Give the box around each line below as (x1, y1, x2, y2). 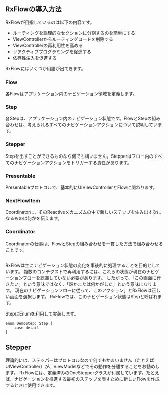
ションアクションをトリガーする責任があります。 (31, 159, 132, 165)
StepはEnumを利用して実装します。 (5, 310, 79, 317)
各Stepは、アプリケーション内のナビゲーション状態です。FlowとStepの (5, 115, 152, 122)
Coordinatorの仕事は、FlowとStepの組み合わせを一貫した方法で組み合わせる (5, 241, 163, 247)
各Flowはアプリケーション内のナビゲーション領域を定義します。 (5, 91, 138, 97)
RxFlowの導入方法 (5, 5, 62, 14)
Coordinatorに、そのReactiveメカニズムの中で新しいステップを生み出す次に (5, 209, 162, 215)
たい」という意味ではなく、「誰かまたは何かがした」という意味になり (9, 281, 152, 287)
